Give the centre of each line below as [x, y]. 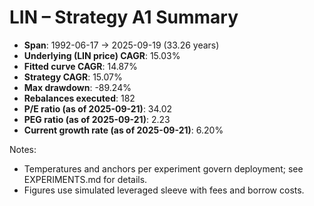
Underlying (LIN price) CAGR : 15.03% [102, 55]
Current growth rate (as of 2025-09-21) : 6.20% [123, 130]
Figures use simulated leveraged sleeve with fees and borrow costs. [164, 190]
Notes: [23, 149]
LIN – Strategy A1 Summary [124, 17]
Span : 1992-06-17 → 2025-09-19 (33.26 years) [121, 45]
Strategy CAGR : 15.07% [73, 77]
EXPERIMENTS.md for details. [85, 179]
